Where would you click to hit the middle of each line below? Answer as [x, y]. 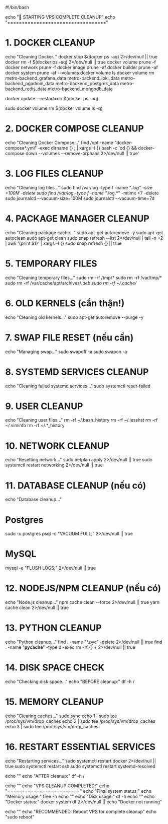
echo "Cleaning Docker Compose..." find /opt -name [59, 143]
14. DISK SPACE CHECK [55, 668]
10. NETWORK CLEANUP [57, 446]
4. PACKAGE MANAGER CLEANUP [77, 219]
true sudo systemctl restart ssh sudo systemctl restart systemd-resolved [80, 766]
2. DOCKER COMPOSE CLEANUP [74, 129]
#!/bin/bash [17, 7]
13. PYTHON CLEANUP [53, 628]
